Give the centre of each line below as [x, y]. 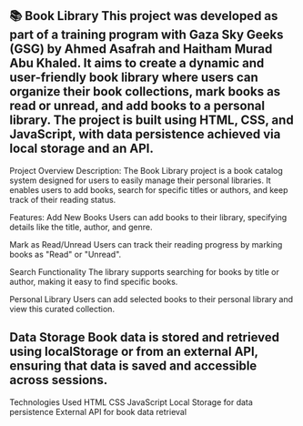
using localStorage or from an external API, [134, 352]
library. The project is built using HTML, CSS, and [151, 121]
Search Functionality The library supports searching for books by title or [144, 271]
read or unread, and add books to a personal [137, 106]
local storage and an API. [82, 149]
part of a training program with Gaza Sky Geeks [146, 35]
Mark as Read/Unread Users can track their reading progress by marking [146, 244]
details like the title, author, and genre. [81, 227]
